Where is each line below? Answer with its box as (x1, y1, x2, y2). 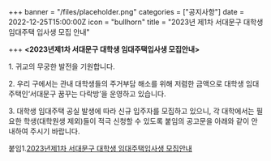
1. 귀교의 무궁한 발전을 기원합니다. (8, 61, 115, 71)
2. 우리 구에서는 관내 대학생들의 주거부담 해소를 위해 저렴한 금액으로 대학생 (8, 79, 245, 88)
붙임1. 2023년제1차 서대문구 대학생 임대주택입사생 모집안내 (8, 144, 192, 153)
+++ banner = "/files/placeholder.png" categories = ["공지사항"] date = (8, 7, 245, 16)
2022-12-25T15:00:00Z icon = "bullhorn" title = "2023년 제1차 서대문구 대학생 (8, 17, 264, 27)
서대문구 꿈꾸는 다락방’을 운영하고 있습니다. (29, 89, 166, 99)
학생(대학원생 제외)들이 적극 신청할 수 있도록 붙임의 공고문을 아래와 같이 (23, 117, 250, 125)
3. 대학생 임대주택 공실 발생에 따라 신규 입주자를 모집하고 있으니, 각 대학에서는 (8, 106, 255, 116)
